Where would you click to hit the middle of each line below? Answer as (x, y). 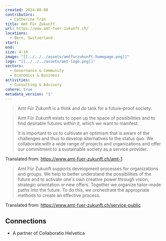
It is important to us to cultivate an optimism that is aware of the (84, 133)
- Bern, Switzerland (31, 38)
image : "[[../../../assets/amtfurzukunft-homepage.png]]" (67, 57)
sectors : (14, 66)
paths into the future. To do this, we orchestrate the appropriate (84, 190)
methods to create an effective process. (59, 195)
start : (12, 43)
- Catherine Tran (28, 19)
